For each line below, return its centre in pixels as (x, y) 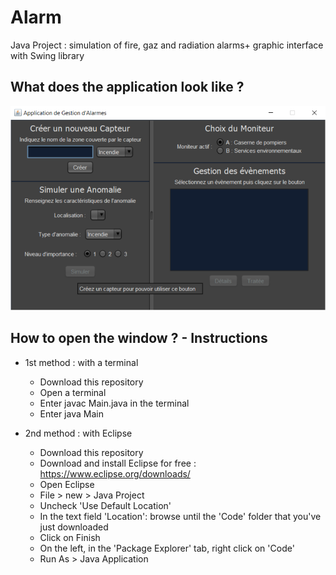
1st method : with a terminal (81, 362)
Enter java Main (71, 413)
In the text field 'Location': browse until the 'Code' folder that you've (180, 516)
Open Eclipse (67, 484)
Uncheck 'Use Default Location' (105, 505)
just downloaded (74, 527)
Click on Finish (70, 537)
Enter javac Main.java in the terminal (114, 403)
